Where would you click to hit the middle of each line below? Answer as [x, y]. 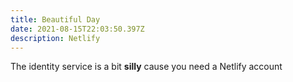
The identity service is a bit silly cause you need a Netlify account [146, 67]
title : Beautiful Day [55, 19]
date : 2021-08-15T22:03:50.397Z [77, 29]
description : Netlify [55, 38]
